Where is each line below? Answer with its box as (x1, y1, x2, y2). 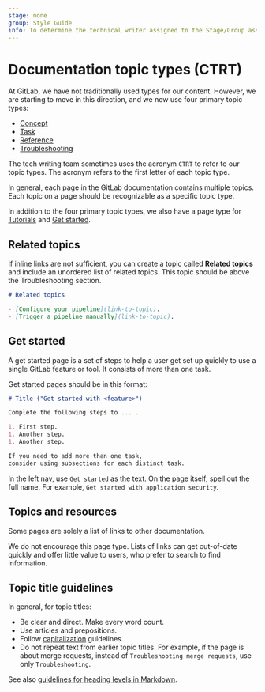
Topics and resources (8, 505, 117, 519)
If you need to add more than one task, (8, 452, 144, 459)
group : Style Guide (8, 19, 73, 27)
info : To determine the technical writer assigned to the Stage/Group (8, 26, 245, 34)
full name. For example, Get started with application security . (8, 482, 219, 491)
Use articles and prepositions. (19, 626, 118, 635)
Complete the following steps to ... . (8, 409, 140, 417)
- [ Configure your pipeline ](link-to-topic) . (8, 305, 160, 313)
